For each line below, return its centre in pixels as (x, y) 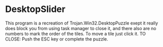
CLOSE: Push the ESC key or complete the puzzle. (57, 39)
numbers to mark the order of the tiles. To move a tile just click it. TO (76, 33)
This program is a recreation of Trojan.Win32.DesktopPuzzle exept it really (82, 23)
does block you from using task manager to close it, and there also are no (81, 28)
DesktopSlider (35, 9)
